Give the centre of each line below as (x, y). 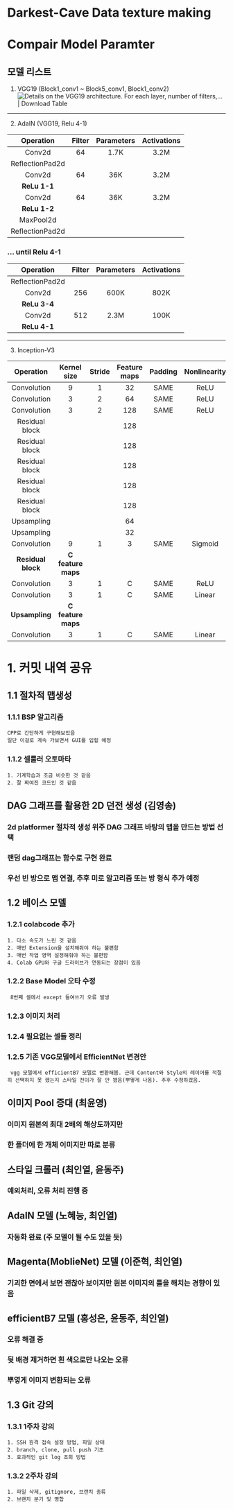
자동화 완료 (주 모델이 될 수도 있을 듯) (65, 1237)
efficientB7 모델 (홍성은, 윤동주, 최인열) (88, 1318)
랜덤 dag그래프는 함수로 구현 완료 (60, 858)
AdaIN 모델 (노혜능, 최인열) (62, 1215)
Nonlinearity (205, 372)
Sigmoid (205, 544)
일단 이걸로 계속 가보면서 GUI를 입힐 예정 (59, 741)
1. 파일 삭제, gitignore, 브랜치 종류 (57, 1492)
